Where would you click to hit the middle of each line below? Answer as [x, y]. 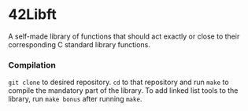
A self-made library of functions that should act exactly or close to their [124, 36]
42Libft [32, 15]
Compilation [32, 65]
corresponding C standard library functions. [80, 44]
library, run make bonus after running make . [75, 99]
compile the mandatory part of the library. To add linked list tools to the [123, 91]
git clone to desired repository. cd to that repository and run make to [119, 82]
